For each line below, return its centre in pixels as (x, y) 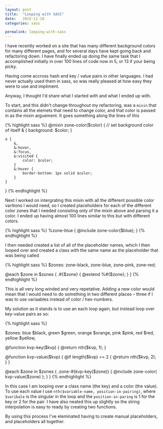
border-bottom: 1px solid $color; (57, 174)
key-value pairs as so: (27, 314)
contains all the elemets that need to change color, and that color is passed (80, 111)
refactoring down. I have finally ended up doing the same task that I (73, 56)
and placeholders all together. (35, 422)
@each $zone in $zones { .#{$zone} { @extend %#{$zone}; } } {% (72, 274)
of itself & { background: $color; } (38, 130)
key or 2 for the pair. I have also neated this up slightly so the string (72, 402)
